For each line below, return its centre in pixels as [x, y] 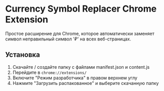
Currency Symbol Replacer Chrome [81, 9]
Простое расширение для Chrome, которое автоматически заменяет [80, 33]
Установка [23, 55]
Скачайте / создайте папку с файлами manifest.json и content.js [81, 67]
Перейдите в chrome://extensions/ [49, 72]
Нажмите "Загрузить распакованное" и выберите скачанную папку [86, 83]
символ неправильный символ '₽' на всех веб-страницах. [68, 39]
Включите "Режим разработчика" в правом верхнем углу [75, 78]
